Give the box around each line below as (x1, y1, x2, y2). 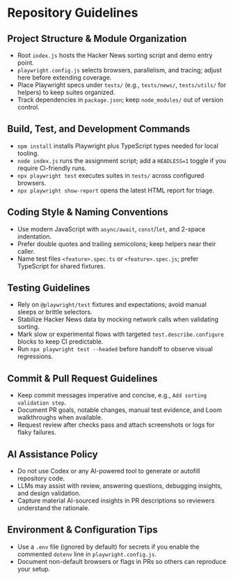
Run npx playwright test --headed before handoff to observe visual (17, 345, 214, 353)
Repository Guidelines (7, 5, 138, 21)
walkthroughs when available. (17, 413, 103, 422)
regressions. (17, 352, 54, 360)
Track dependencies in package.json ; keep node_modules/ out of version (17, 96, 224, 104)
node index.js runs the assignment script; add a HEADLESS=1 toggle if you (17, 156, 227, 165)
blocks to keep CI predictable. (17, 337, 104, 346)
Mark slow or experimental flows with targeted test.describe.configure (17, 330, 225, 339)
